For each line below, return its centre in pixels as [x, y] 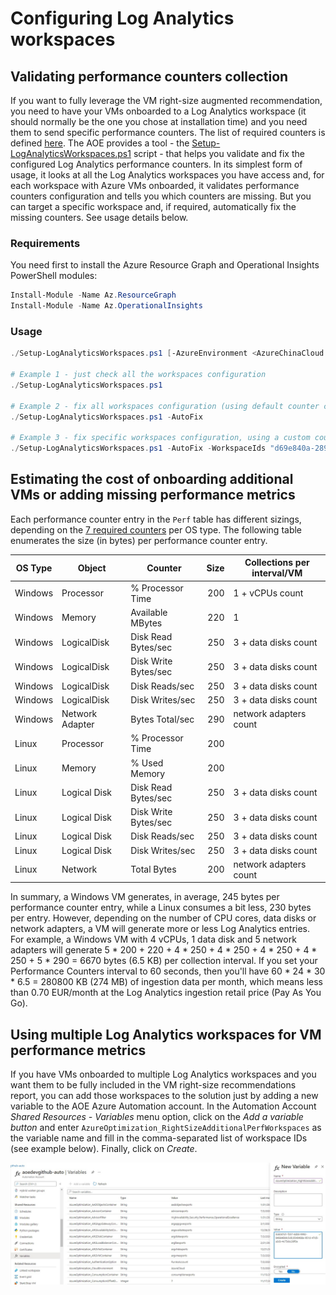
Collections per [277, 563]
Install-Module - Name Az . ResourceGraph [93, 295]
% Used [147, 763]
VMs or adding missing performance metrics [153, 495]
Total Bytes [153, 869]
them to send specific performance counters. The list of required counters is [168, 132]
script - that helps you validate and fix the [219, 153]
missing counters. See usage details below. [99, 217]
